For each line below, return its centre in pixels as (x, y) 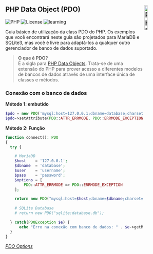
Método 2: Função (25, 128)
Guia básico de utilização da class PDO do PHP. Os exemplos (70, 32)
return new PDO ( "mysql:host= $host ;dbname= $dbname (69, 199)
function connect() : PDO (32, 137)
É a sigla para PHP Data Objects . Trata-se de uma (70, 63)
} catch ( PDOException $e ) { (40, 222)
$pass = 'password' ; (40, 175)
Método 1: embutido (27, 104)
